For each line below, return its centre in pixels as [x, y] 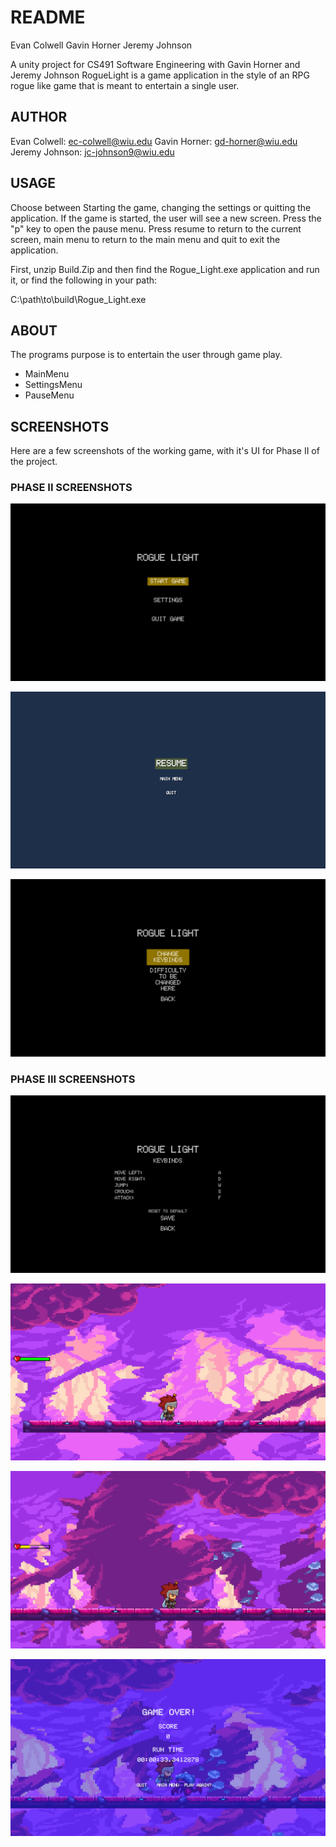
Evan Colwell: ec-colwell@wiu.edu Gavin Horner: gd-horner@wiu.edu [154, 141]
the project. [34, 462]
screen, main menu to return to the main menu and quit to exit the [145, 239]
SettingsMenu [53, 385]
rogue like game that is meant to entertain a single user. [125, 85]
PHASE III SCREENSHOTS [73, 1079]
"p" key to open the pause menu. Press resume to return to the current [156, 228]
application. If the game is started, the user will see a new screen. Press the [166, 218]
